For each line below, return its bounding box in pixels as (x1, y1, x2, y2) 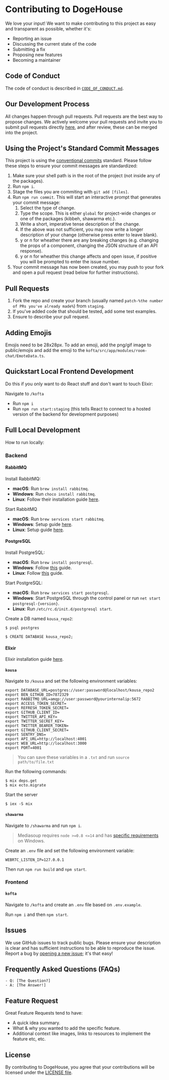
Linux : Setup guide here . (12, 527, 65, 533)
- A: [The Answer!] (5, 983, 46, 988)
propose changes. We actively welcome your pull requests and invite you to (5, 118, 162, 125)
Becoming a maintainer (12, 57, 61, 63)
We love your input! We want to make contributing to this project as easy (5, 20, 156, 26)
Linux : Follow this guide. (12, 570, 64, 576)
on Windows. (17, 837, 45, 844)
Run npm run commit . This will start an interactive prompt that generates (12, 194, 161, 201)
